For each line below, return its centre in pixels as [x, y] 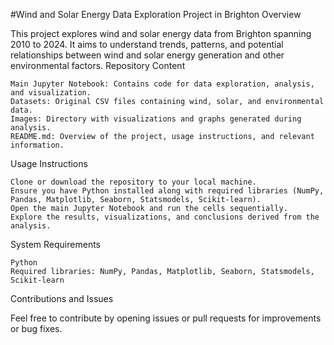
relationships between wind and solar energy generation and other [147, 55]
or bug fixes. [36, 328]
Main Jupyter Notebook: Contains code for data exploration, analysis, [162, 84]
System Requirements [55, 244]
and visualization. [51, 93]
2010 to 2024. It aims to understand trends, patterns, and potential [147, 44]
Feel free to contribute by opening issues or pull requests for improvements [166, 318]
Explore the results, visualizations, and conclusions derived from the [165, 217]
